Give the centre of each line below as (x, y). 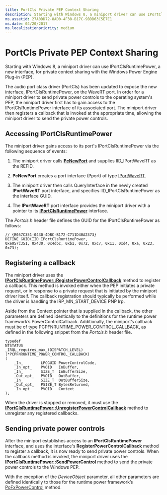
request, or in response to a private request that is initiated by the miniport (81, 290)
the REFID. (23, 166)
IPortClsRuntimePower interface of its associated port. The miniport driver (81, 108)
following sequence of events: (36, 151)
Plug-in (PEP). (19, 77)
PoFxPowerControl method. (34, 487)
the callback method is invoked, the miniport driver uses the (67, 456)
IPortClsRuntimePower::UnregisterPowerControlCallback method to (77, 408)
